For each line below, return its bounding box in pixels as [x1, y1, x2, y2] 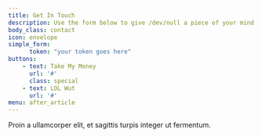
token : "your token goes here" [28, 48, 132, 56]
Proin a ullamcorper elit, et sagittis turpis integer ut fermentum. [8, 121, 211, 130]
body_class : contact [8, 26, 76, 34]
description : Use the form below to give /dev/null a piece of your [8, 19, 237, 27]
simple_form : [8, 41, 51, 49]
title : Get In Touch [8, 11, 76, 20]
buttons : [8, 56, 37, 63]
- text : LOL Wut [22, 84, 76, 92]
